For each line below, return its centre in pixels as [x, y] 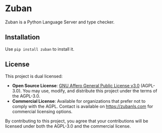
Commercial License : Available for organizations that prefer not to [79, 101]
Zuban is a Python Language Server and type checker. [60, 22]
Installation [22, 37]
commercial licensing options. [42, 111]
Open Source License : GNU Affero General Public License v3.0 [76, 85]
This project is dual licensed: [34, 76]
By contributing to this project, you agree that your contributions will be [77, 121]
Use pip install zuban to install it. [40, 49]
